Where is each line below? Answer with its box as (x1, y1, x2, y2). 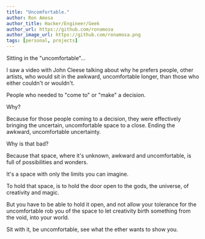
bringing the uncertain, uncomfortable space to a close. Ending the (6, 122, 176, 129)
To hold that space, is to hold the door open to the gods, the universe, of (6, 182, 189, 189)
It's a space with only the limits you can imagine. (6, 170, 129, 178)
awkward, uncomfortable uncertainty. (6, 128, 101, 135)
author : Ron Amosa (6, 15, 53, 21)
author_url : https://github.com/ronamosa (6, 26, 114, 33)
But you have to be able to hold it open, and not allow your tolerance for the (6, 201, 197, 208)
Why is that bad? (6, 140, 49, 147)
